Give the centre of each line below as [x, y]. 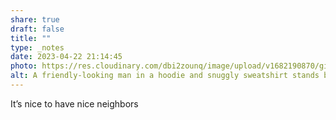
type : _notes [37, 47]
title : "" [31, 38]
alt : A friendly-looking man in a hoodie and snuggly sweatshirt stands [165, 76]
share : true [35, 19]
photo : [24, 66]
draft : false [37, 29]
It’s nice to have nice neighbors [74, 103]
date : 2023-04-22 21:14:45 [66, 57]
